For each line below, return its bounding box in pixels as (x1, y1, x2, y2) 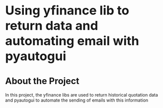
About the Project (5, 76, 80, 87)
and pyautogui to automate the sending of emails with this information (5, 97, 149, 103)
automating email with (5, 33, 139, 49)
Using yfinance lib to (5, 2, 129, 18)
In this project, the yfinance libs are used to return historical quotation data (5, 92, 158, 98)
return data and (5, 17, 98, 33)
